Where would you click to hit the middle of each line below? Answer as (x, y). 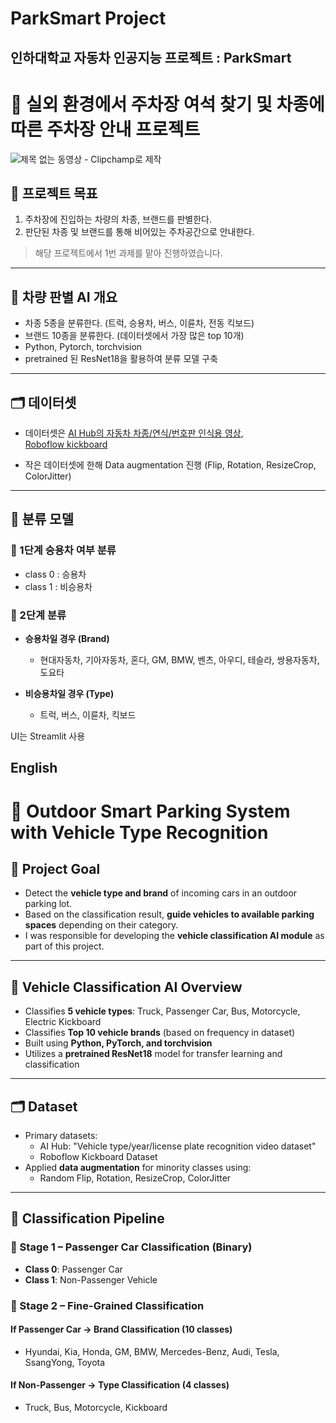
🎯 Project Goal (55, 868)
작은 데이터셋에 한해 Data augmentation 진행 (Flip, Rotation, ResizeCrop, (170, 464)
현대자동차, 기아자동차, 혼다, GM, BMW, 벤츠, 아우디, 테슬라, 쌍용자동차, (179, 659)
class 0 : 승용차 (55, 574)
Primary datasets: (61, 1135)
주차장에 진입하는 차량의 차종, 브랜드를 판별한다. (118, 219)
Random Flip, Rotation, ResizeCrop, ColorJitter (135, 1178)
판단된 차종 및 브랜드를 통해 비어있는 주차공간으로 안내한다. (139, 232)
